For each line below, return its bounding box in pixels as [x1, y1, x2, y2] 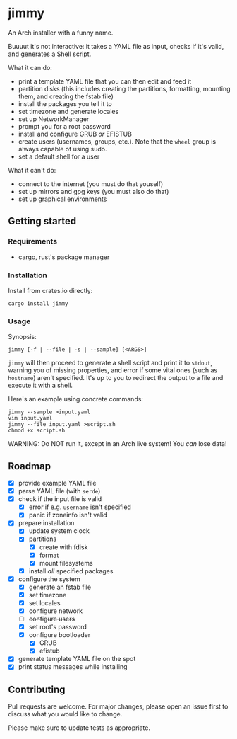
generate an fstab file [28, 583, 91, 591]
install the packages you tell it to [18, 99, 112, 108]
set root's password [28, 623, 87, 631]
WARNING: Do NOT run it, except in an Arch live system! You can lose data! [8, 440, 227, 448]
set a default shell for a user [18, 152, 100, 161]
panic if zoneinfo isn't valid [28, 511, 108, 520]
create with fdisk [39, 543, 88, 551]
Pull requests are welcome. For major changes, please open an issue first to [8, 702, 229, 711]
